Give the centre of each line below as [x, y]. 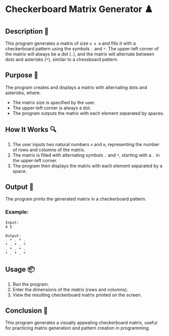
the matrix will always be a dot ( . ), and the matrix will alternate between [80, 54]
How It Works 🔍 [31, 130]
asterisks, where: [23, 93]
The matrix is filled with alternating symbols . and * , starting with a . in [86, 155]
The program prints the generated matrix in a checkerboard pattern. [76, 199]
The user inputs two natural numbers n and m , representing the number [86, 144]
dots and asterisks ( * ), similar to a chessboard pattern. [62, 59]
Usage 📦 [20, 270]
